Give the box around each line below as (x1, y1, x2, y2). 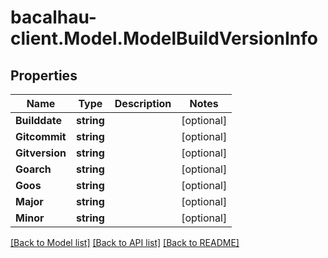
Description (114, 97, 172, 110)
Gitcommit (15, 130, 67, 143)
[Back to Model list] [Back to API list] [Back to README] (10, 237, 240, 248)
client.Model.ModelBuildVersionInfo (10, 27, 319, 50)
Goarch (15, 162, 52, 176)
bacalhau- (10, 6, 97, 29)
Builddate (15, 114, 62, 127)
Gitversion (15, 146, 67, 160)
